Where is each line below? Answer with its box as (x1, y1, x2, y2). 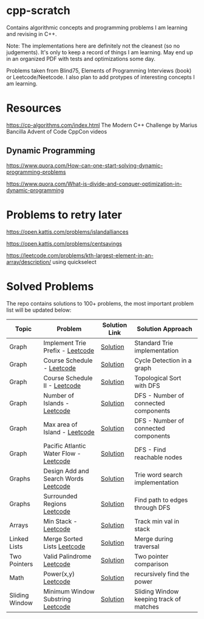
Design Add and (43, 467, 89, 475)
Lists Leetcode (43, 542, 86, 551)
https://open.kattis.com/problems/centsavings (6, 240, 123, 247)
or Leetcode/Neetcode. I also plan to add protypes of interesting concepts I (6, 73, 195, 81)
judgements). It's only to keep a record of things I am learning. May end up (6, 48, 193, 55)
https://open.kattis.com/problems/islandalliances (6, 228, 129, 235)
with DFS (134, 381, 160, 390)
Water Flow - (43, 449, 81, 457)
